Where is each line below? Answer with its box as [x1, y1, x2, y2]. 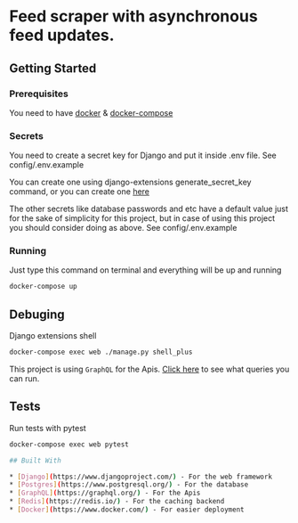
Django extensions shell [9, 331, 97, 341]
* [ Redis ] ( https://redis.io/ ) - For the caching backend [9, 497, 225, 506]
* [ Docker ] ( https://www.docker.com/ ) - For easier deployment [9, 505, 245, 514]
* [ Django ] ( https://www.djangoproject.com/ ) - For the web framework [9, 472, 273, 481]
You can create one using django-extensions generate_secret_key [9, 176, 252, 188]
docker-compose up [9, 282, 77, 291]
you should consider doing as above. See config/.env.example [9, 223, 238, 233]
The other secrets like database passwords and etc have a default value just [9, 203, 289, 215]
